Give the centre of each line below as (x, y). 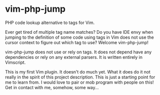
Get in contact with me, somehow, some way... (52, 87)
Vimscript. (15, 62)
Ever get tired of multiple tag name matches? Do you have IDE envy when (79, 32)
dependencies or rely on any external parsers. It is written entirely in (74, 57)
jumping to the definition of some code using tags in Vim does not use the (80, 37)
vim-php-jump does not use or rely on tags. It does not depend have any (78, 52)
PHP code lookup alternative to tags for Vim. (50, 23)
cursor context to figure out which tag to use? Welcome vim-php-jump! (77, 42)
